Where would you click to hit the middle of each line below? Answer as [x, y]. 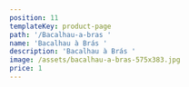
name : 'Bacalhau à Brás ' [58, 43]
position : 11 [34, 18]
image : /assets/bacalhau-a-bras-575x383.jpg [95, 60]
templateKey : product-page [60, 26]
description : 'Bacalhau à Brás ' [73, 52]
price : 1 [26, 69]
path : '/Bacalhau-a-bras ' [60, 34]
